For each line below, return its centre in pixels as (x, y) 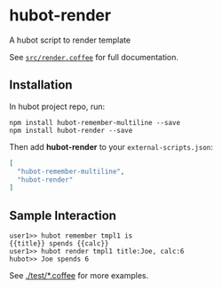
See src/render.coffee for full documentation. (94, 57)
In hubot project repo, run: (57, 106)
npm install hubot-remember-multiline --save (95, 122)
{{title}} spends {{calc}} (59, 244)
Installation (41, 85)
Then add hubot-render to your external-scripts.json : (111, 146)
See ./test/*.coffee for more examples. (79, 276)
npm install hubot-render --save (71, 130)
